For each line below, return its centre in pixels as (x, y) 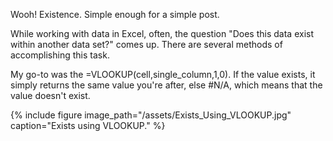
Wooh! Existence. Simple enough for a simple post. (115, 14)
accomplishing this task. (60, 55)
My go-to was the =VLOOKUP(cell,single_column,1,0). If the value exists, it (163, 74)
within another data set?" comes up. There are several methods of (146, 44)
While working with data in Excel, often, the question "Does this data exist (162, 33)
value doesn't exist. (50, 95)
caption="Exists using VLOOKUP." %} (88, 125)
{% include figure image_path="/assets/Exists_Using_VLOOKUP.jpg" (151, 115)
